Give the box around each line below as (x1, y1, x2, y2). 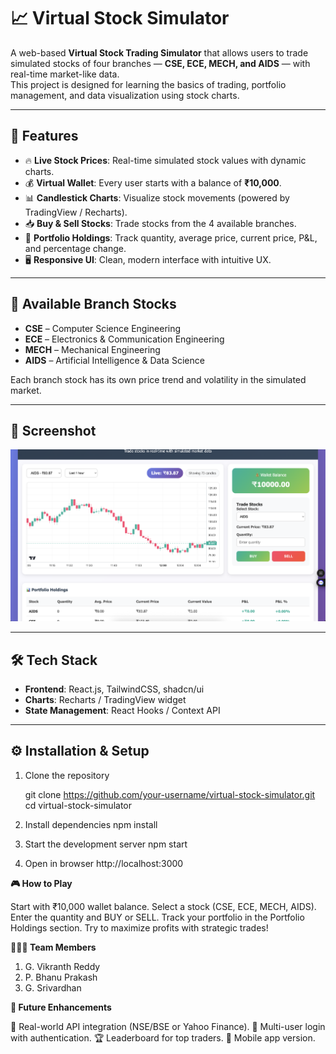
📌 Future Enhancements (10, 1001, 112, 1013)
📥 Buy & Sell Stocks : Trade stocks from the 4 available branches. (24, 217, 297, 229)
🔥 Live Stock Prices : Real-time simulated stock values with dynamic (24, 154, 307, 166)
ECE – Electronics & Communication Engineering (24, 333, 225, 345)
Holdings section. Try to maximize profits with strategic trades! (10, 921, 269, 934)
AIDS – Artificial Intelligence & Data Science (24, 354, 205, 366)
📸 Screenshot (10, 422, 97, 439)
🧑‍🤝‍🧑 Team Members (10, 941, 97, 953)
